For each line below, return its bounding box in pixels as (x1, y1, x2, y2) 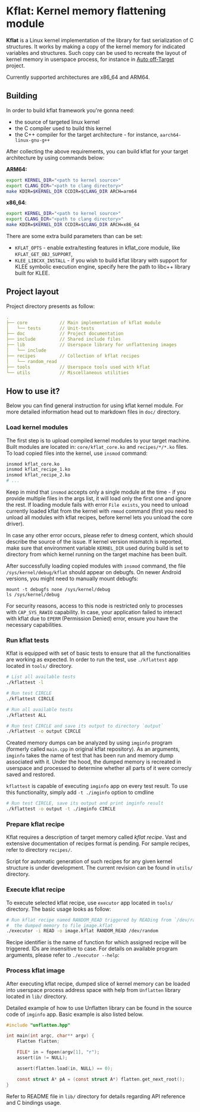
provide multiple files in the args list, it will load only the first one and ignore (6, 495, 192, 502)
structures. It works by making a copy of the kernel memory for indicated (6, 43, 186, 50)
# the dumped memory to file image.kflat (6, 922, 113, 929)
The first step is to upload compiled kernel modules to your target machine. (6, 437, 191, 444)
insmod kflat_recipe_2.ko (6, 472, 70, 478)
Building (6, 91, 37, 101)
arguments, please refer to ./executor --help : (6, 951, 120, 959)
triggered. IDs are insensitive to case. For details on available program (6, 945, 178, 953)
